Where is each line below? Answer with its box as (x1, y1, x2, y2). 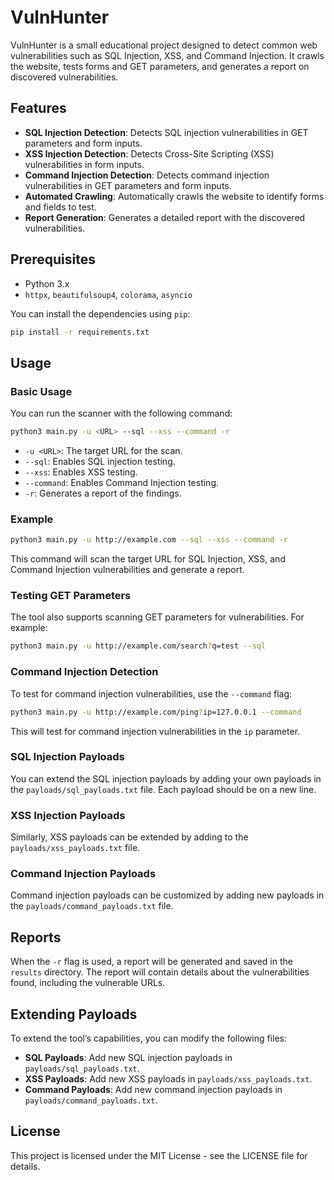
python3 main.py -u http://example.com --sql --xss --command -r (10, 535, 288, 545)
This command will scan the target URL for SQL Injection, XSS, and (10, 553, 286, 565)
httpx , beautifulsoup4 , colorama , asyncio (24, 288, 193, 300)
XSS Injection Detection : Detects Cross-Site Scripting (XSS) (24, 147, 275, 160)
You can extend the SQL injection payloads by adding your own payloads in (10, 772, 322, 785)
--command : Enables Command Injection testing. (24, 477, 220, 488)
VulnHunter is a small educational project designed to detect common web (10, 39, 318, 51)
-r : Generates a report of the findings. (24, 487, 182, 499)
